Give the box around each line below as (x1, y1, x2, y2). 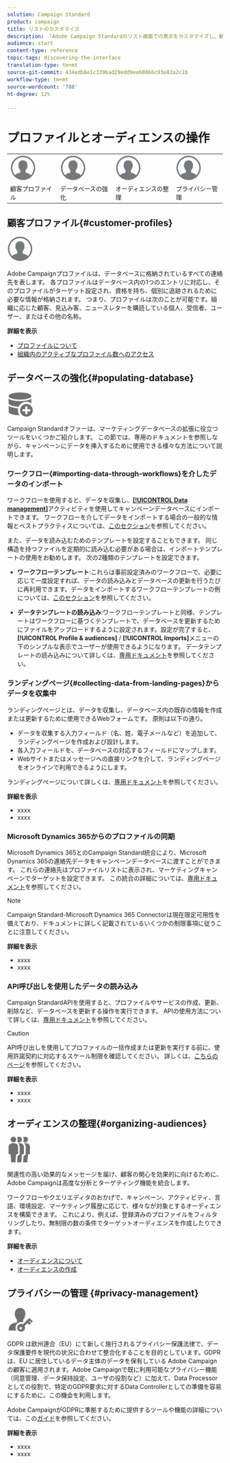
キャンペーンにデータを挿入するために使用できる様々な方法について (25, 442, 217, 450)
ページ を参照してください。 (7, 1061, 85, 1069)
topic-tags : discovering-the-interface (7, 55, 121, 62)
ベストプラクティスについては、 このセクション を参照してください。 (18, 521, 210, 530)
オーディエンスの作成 (16, 1265, 77, 1274)
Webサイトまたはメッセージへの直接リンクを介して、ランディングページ (16, 754, 221, 763)
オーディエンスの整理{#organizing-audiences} (7, 1118, 207, 1129)
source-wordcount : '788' (7, 83, 78, 90)
